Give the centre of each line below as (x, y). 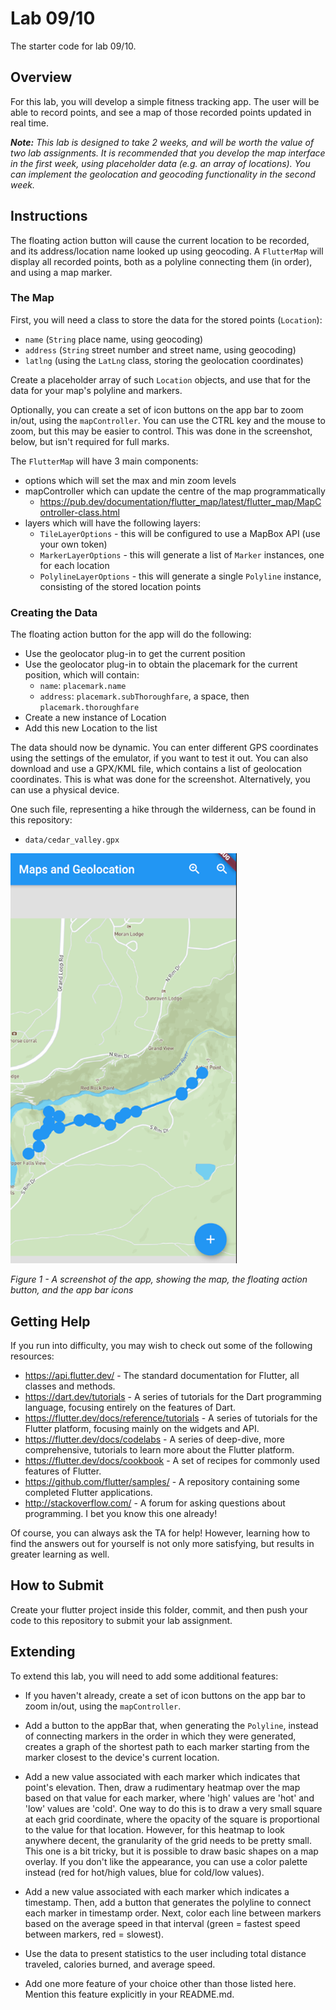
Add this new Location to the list (91, 728)
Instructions (49, 216)
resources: (32, 1356)
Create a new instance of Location (95, 718)
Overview (41, 77)
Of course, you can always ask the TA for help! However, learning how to (160, 1533)
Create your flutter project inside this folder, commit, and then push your (159, 1609)
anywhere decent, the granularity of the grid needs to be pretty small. (168, 1840)
